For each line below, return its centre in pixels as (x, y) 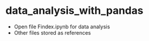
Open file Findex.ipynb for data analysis (62, 27)
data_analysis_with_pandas (74, 11)
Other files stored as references (53, 32)
